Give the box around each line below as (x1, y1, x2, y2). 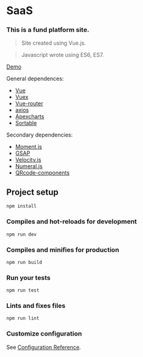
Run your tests (6, 273, 51, 282)
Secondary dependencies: (6, 131, 73, 138)
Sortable (15, 119, 37, 127)
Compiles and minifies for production (6, 246, 119, 254)
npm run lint (6, 315, 40, 321)
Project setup (6, 187, 59, 197)
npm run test (6, 287, 40, 294)
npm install (6, 203, 37, 209)
